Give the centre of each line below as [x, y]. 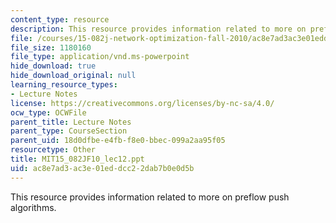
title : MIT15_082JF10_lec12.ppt [77, 159]
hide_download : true [53, 66]
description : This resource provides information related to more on [158, 29]
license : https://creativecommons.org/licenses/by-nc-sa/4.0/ [142, 103]
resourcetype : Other [53, 150]
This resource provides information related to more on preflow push [150, 197]
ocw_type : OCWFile [48, 112]
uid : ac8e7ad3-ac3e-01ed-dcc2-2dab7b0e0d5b [102, 168]
